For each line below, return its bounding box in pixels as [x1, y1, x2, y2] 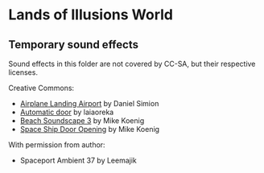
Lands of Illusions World [8, 6, 173, 24]
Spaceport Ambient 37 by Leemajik [19, 155, 137, 165]
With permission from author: [8, 140, 106, 150]
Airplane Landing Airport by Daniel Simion [19, 99, 159, 108]
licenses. [8, 68, 39, 77]
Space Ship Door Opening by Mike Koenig [19, 125, 159, 134]
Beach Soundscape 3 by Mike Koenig [19, 116, 145, 126]
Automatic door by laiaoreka [19, 107, 114, 117]
